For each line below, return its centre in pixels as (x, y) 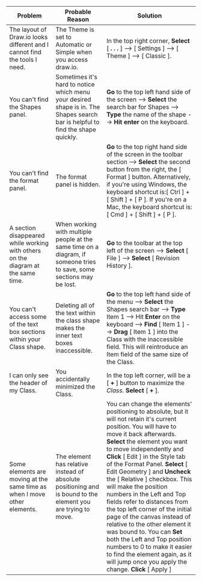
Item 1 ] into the (156, 332)
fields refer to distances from (147, 502)
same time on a (77, 247)
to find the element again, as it (149, 554)
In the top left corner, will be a (148, 375)
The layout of (28, 29)
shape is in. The (78, 107)
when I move (27, 494)
